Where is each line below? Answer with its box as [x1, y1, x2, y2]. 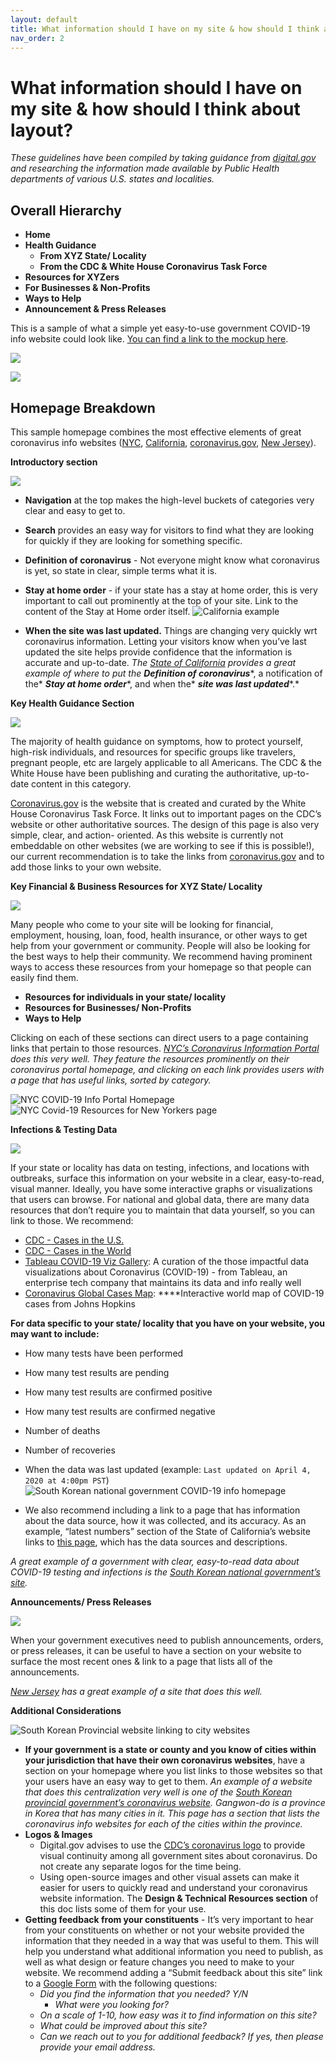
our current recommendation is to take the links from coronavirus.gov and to [10, 850, 325, 862]
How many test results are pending [24, 1366, 170, 1378]
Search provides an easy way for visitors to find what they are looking [24, 524, 314, 536]
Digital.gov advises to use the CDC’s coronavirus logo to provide [39, 1839, 306, 1851]
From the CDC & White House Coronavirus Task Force [39, 261, 268, 273]
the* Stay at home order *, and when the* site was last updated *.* [24, 677, 300, 690]
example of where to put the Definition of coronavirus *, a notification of [24, 667, 323, 679]
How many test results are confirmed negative [24, 1405, 216, 1417]
